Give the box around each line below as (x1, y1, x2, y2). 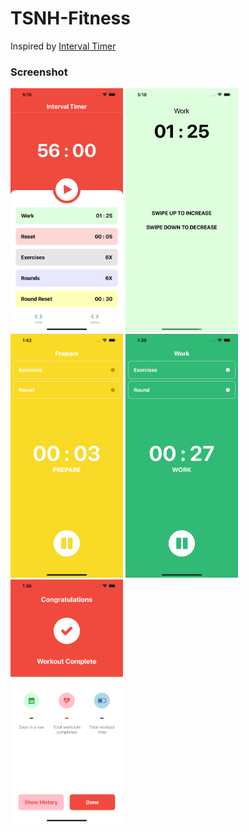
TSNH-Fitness (10, 7, 131, 30)
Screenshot (10, 65, 68, 79)
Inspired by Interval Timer (10, 40, 117, 52)
